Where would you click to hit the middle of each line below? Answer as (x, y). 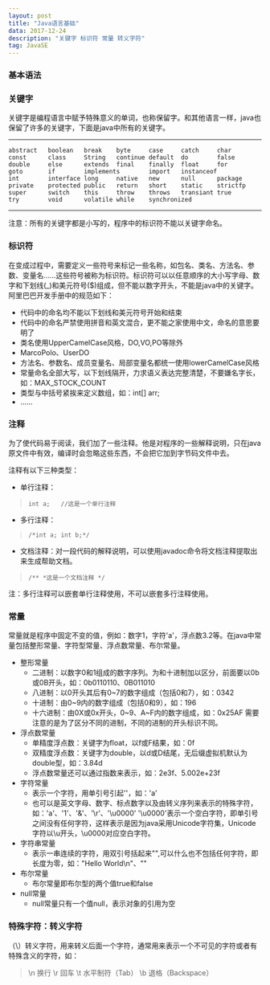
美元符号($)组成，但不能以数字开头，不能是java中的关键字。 (159, 285)
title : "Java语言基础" (44, 23)
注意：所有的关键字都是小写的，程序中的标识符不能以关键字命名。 (117, 223)
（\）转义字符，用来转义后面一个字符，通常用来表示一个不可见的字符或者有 (133, 946)
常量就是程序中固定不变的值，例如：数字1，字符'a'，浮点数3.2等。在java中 (131, 636)
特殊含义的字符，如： (43, 955)
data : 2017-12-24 (37, 31)
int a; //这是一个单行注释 (72, 504)
